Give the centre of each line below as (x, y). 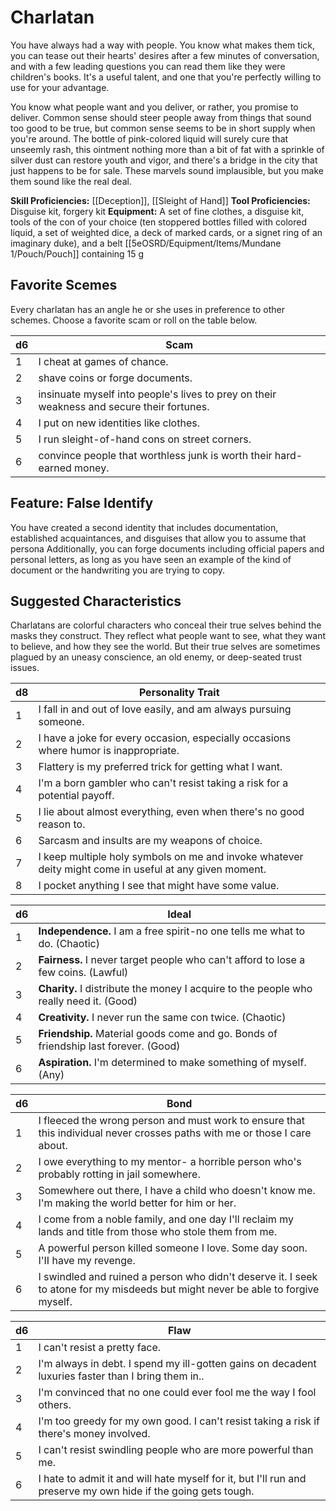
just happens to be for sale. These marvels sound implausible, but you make (167, 170)
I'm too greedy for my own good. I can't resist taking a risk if (179, 1421)
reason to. (62, 824)
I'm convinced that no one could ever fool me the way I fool (177, 1393)
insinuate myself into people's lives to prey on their (157, 394)
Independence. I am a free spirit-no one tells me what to (172, 931)
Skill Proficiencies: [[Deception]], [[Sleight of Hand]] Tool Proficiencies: (160, 200)
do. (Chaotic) (69, 944)
